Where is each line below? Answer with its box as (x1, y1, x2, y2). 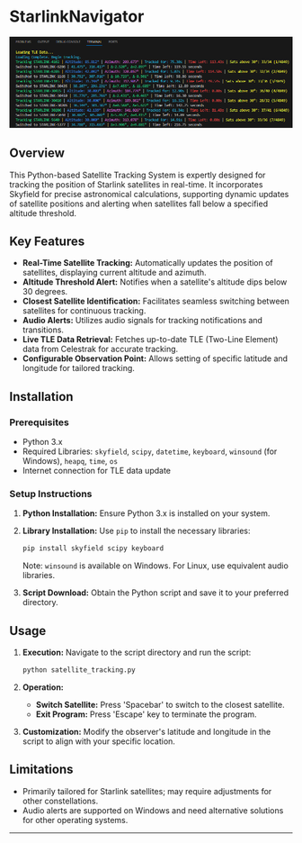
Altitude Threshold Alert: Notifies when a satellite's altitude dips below (22, 276, 288, 287)
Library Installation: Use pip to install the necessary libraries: (22, 525, 251, 537)
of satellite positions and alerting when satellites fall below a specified (9, 198, 268, 209)
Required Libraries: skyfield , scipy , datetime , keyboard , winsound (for (22, 446, 278, 457)
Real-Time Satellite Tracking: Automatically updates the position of (22, 258, 274, 268)
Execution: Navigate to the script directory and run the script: (22, 647, 252, 658)
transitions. (22, 324, 65, 335)
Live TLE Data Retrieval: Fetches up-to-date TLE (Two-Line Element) (22, 334, 279, 345)
